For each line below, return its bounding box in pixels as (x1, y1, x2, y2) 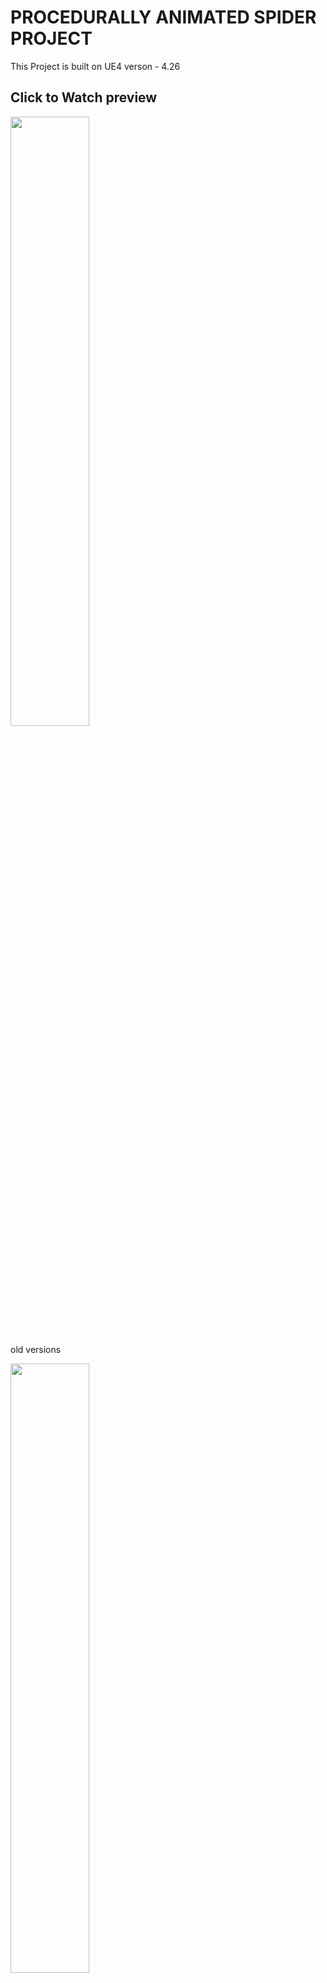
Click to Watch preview (10, 89, 158, 106)
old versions (10, 1343, 62, 1355)
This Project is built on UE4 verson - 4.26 (10, 60, 181, 72)
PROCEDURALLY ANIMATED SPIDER (10, 6, 317, 29)
